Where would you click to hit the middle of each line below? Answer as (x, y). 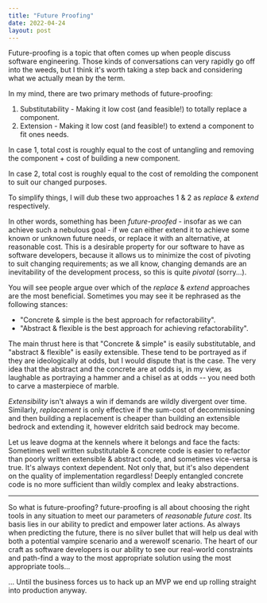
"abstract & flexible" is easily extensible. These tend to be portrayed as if (128, 352)
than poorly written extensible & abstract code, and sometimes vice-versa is (133, 459)
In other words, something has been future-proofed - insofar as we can (125, 222)
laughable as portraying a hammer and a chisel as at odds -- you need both (132, 378)
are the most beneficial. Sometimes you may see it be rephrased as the (125, 296)
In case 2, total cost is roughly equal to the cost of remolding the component (133, 174)
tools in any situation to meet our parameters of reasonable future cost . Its (130, 516)
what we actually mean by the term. (67, 78)
